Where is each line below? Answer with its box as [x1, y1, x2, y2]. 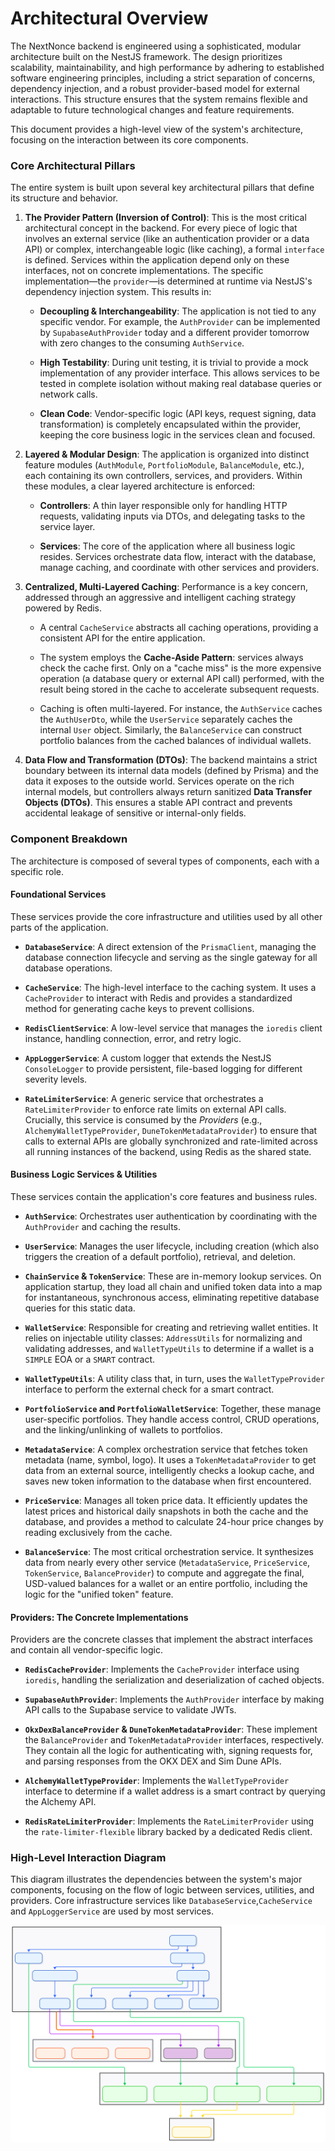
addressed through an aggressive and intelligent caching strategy [24, 592, 297, 604]
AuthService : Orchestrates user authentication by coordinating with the [24, 1210, 318, 1222]
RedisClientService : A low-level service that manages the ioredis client [24, 1022, 323, 1034]
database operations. [24, 962, 113, 974]
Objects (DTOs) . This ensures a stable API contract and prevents [24, 797, 293, 809]
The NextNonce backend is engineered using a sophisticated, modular [10, 40, 302, 52]
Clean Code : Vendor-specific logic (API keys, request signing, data [39, 408, 317, 420]
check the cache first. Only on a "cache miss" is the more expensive [39, 662, 322, 674]
